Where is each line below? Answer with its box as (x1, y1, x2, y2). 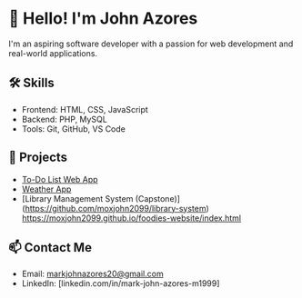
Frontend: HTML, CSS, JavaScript (21, 104, 149, 114)
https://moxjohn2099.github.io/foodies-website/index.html (21, 213, 242, 223)
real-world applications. (8, 47, 97, 58)
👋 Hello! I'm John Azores (8, 8, 198, 29)
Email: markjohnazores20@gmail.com (21, 268, 165, 280)
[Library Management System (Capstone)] (21, 193, 181, 204)
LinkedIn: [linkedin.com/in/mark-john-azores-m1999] (21, 278, 220, 289)
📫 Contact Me (8, 240, 93, 255)
